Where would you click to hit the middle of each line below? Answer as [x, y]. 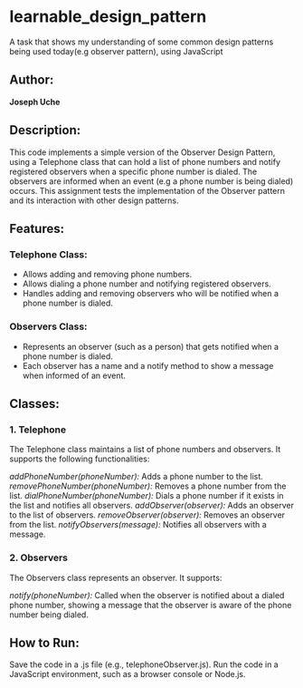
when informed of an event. [74, 375]
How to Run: [44, 642]
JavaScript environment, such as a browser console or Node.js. [128, 674]
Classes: [35, 404]
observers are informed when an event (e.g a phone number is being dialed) [151, 181]
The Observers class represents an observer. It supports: [116, 577]
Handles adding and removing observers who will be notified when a [150, 294]
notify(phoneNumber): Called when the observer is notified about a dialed [147, 595]
